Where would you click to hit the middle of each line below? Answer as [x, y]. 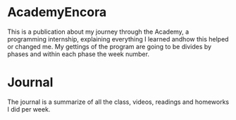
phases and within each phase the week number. [79, 54]
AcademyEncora [57, 12]
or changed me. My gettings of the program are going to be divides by [110, 46]
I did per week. [29, 109]
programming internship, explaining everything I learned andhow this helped [118, 39]
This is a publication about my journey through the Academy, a [98, 32]
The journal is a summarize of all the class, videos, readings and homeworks [118, 102]
